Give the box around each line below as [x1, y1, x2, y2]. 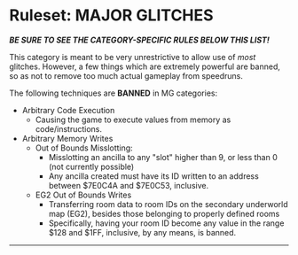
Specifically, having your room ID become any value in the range [48, 218, 285, 228]
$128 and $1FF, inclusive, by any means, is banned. [48, 227, 237, 237]
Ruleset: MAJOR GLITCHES [9, 5, 215, 26]
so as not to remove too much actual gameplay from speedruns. [9, 70, 244, 81]
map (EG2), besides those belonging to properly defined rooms [48, 208, 280, 219]
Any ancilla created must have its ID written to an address [48, 170, 259, 182]
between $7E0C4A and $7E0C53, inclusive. [48, 180, 209, 190]
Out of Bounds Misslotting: [35, 143, 133, 153]
